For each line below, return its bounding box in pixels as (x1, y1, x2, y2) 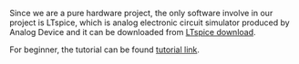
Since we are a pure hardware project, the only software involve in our (9, 8, 273, 18)
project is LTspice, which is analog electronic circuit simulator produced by (9, 17, 290, 28)
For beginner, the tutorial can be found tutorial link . (9, 44, 201, 55)
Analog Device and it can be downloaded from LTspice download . (9, 27, 257, 37)
